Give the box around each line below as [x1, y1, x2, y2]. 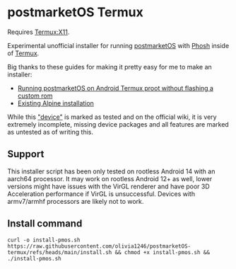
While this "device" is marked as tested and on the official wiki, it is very [7, 113, 217, 121]
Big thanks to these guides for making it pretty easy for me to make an [7, 62, 212, 71]
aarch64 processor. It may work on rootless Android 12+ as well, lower [7, 174, 213, 183]
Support [7, 148, 45, 160]
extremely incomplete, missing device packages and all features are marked [7, 120, 230, 128]
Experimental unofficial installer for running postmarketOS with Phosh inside [7, 41, 230, 50]
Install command [7, 217, 83, 230]
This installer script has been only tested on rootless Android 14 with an [7, 167, 216, 176]
